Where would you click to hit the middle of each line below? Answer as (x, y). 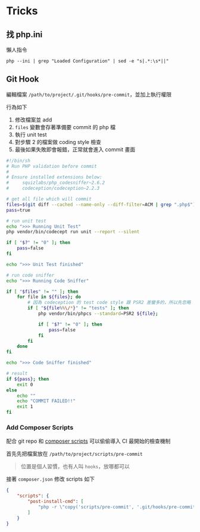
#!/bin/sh (18, 161)
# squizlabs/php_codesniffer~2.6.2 (56, 183)
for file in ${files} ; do (49, 297)
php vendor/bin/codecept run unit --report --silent (73, 232)
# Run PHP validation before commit (51, 166)
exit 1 (25, 407)
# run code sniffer (30, 275)
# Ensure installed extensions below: (54, 177)
